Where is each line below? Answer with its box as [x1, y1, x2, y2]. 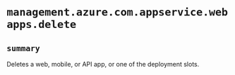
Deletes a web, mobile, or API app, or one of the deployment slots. [6, 60, 200, 68]
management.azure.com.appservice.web [6, 6, 229, 19]
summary [6, 43, 40, 53]
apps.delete [6, 18, 77, 32]
